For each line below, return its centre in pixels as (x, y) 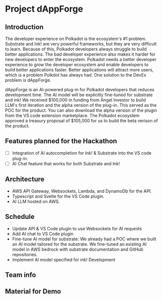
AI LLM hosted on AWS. (36, 201)
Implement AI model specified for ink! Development (64, 259)
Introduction (24, 27)
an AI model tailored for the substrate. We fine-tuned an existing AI (79, 244)
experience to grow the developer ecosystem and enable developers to (77, 65)
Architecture (25, 179)
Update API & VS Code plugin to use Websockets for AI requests (77, 228)
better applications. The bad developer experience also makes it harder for (80, 54)
